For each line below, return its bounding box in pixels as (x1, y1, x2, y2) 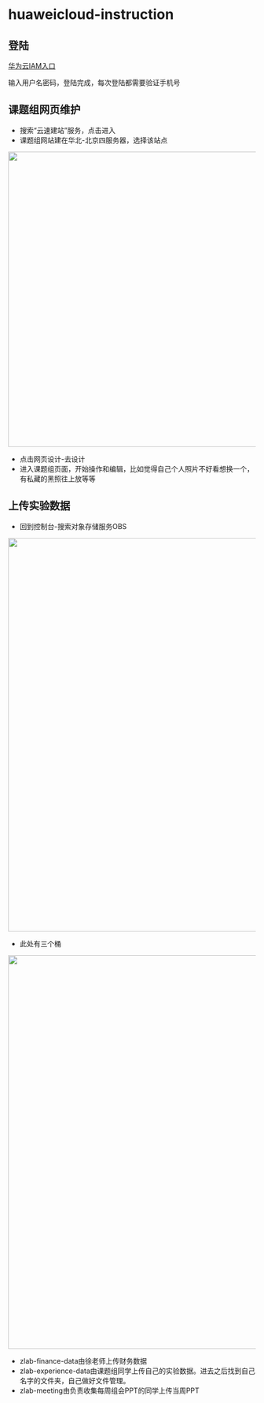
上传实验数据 (8, 499, 71, 513)
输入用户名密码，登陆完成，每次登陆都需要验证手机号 (8, 78, 181, 87)
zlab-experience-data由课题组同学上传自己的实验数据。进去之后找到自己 (19, 1366, 255, 1375)
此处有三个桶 (19, 938, 61, 948)
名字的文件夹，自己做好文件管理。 (19, 1375, 130, 1385)
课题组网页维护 (8, 103, 81, 117)
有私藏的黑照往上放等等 (19, 474, 96, 483)
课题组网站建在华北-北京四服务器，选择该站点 (19, 135, 168, 145)
